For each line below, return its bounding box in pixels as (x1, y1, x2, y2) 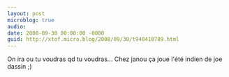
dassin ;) (7, 62, 33, 71)
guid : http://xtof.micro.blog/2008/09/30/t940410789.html (7, 36, 179, 43)
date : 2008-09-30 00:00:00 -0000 (7, 29, 105, 37)
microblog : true (7, 17, 54, 24)
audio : (7, 23, 27, 30)
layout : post (7, 10, 45, 17)
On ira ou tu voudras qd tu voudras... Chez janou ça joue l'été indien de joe (7, 55, 223, 63)
